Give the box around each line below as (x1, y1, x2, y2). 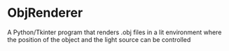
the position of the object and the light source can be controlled (7, 35, 191, 43)
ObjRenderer (7, 5, 83, 21)
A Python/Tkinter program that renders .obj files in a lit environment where (7, 28, 222, 36)
